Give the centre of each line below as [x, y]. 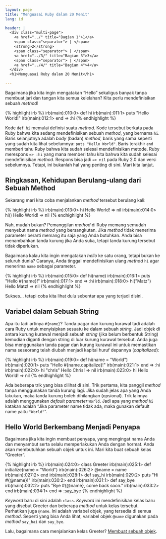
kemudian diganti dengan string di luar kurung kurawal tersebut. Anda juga [81, 339]
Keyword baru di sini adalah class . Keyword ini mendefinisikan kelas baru [80, 501]
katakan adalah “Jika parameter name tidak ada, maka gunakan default [77, 406]
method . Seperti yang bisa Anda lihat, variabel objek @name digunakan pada [82, 516]
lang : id [14, 19]
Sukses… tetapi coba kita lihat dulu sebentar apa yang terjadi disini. [74, 296]
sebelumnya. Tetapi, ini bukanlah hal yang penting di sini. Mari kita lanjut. [80, 165]
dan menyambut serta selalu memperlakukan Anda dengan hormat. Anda [80, 444]
